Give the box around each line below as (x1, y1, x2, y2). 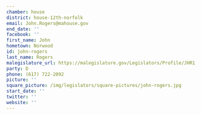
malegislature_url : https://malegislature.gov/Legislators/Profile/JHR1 (6, 60, 196, 66)
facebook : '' (6, 32, 40, 38)
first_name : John (6, 37, 51, 43)
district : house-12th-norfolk (6, 15, 84, 21)
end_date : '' (6, 26, 40, 32)
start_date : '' (6, 88, 45, 94)
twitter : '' (6, 94, 37, 100)
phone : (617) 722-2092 (6, 71, 64, 77)
